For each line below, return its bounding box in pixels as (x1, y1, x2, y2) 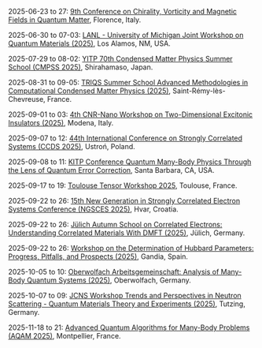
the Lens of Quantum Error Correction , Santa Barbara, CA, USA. (8, 166, 215, 174)
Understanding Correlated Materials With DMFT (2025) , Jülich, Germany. (8, 228, 245, 238)
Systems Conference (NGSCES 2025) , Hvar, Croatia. (8, 204, 179, 214)
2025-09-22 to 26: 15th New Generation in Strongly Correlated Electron (8, 196, 241, 205)
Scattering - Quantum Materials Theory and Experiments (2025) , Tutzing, (8, 299, 245, 309)
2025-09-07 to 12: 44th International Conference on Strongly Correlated (8, 133, 242, 143)
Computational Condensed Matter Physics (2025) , (8, 86, 172, 95)
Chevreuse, (8, 95, 46, 103)
